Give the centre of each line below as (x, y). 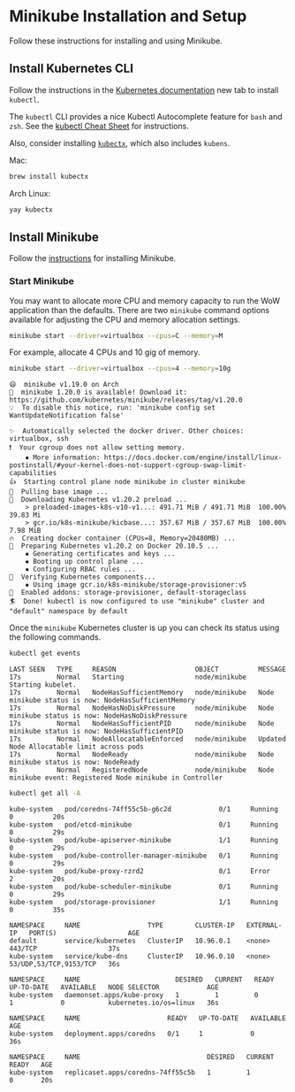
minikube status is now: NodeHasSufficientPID (96, 732)
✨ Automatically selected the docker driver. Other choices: (127, 431)
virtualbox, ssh (39, 439)
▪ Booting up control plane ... (84, 562)
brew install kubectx (49, 176)
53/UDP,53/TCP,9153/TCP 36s (65, 965)
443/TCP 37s (65, 949)
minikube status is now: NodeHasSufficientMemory (102, 701)
